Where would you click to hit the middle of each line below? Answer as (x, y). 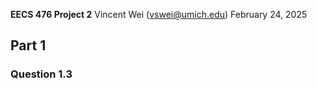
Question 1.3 (41, 74)
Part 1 (28, 45)
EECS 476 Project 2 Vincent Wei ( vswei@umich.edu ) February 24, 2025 (159, 14)
